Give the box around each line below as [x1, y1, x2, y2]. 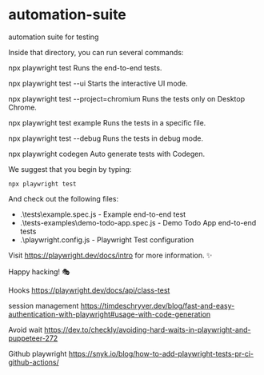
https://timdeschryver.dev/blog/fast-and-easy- [80, 301, 235, 310]
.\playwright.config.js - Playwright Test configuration [19, 234, 194, 245]
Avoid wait [8, 325, 42, 334]
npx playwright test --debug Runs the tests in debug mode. [8, 134, 204, 143]
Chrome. [8, 102, 38, 112]
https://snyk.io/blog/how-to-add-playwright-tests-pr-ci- [68, 349, 254, 358]
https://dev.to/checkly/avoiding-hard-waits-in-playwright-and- [43, 325, 251, 334]
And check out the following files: [8, 193, 118, 203]
